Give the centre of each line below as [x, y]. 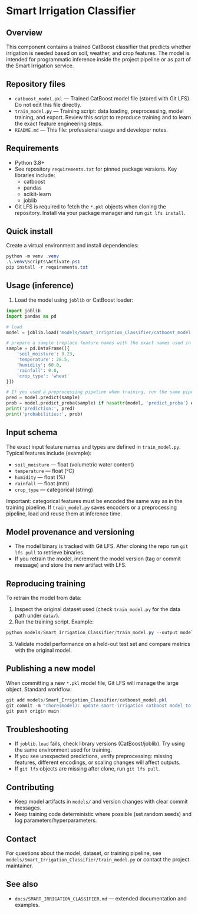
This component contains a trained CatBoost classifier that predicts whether [99, 47]
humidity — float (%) [40, 477]
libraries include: [35, 175]
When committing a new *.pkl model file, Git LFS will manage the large [92, 683]
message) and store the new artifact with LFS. [70, 565]
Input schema [32, 432]
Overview [24, 33]
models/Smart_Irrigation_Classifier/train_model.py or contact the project [98, 859]
